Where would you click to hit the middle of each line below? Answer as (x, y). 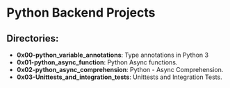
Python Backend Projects (81, 13)
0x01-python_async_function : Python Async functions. (97, 62)
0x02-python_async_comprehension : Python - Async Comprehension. (120, 70)
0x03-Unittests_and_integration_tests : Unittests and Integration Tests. (120, 77)
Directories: (33, 38)
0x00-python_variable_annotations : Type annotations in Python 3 (113, 55)
